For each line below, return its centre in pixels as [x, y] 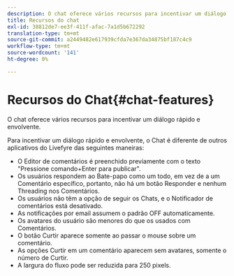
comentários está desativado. [60, 205]
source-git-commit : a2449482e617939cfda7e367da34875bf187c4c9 [100, 40]
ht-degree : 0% [28, 59]
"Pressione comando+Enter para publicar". [79, 168]
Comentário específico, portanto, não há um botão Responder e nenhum [122, 183]
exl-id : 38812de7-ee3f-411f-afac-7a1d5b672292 [76, 27]
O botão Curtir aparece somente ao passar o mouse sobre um [107, 235]
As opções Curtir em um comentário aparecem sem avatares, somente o [122, 250]
